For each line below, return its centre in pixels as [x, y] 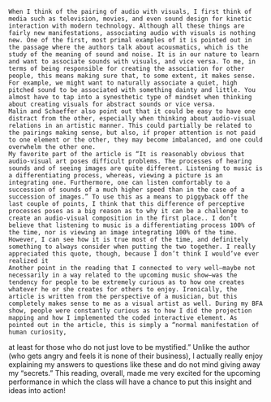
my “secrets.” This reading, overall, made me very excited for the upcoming [135, 373]
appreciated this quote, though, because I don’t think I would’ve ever [134, 254]
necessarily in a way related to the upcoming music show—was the [123, 275]
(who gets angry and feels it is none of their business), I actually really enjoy [136, 356]
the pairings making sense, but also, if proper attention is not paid [132, 133]
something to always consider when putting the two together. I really [132, 247]
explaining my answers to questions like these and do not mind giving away [135, 365]
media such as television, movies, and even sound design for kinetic [130, 19]
